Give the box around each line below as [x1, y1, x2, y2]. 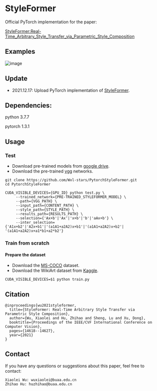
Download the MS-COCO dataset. [12, 263, 80, 268]
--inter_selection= [15, 220, 55, 225]
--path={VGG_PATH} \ [15, 199, 57, 204]
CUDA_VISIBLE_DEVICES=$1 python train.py [5, 277, 90, 282]
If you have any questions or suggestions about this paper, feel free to [5, 363, 145, 369]
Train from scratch [5, 239, 50, 246]
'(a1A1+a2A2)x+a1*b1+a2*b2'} [5, 229, 64, 234]
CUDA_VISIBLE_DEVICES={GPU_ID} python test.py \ [5, 190, 105, 195]
